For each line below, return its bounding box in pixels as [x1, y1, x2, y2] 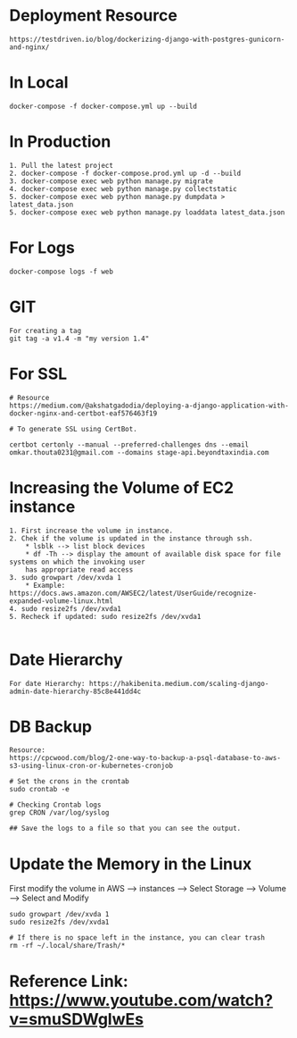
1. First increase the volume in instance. [9, 526, 174, 535]
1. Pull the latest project [9, 161, 114, 170]
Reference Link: [9, 971, 129, 992]
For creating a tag [9, 326, 82, 335]
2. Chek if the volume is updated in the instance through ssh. [9, 533, 253, 543]
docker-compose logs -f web [9, 267, 114, 276]
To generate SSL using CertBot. [17, 424, 138, 433]
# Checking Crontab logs [9, 800, 102, 809]
